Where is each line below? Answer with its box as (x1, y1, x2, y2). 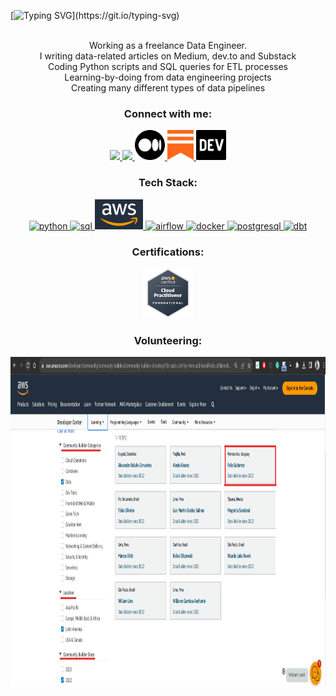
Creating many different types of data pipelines (70, 82, 266, 94)
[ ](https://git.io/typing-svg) (10, 10, 180, 21)
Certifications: (131, 245, 205, 259)
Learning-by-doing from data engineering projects (64, 71, 272, 83)
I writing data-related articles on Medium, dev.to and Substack (39, 50, 297, 62)
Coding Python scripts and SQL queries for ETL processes (47, 61, 289, 72)
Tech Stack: (138, 176, 198, 190)
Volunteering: (133, 333, 203, 347)
